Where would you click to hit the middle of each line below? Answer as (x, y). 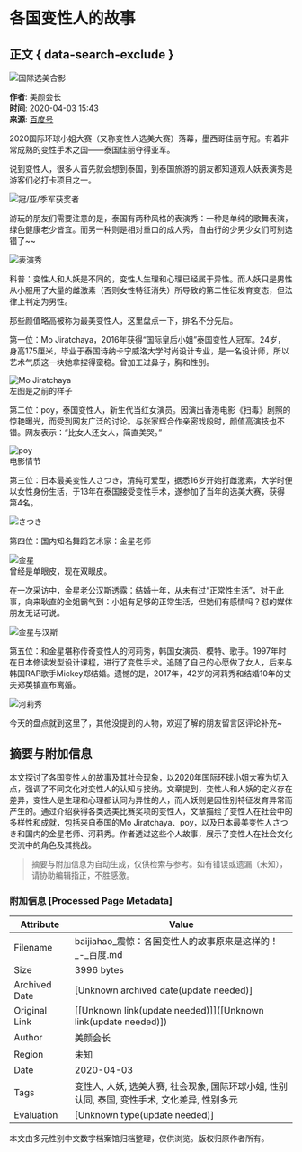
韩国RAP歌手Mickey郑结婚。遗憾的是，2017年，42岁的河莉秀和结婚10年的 (147, 674)
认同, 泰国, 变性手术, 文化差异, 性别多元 (156, 1100)
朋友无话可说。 (37, 613)
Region (29, 1055)
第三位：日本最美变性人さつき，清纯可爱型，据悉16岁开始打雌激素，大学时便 (151, 480)
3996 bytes (99, 970)
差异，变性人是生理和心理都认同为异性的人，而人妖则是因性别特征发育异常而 (151, 799)
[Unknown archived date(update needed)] (164, 990)
